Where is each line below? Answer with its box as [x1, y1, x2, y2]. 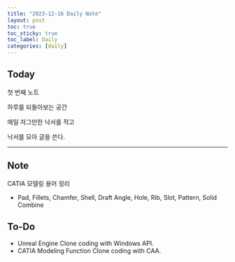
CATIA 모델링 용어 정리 [7, 179, 70, 187]
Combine [17, 201, 44, 209]
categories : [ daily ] [7, 43, 68, 50]
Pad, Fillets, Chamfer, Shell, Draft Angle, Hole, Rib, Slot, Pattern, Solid [17, 193, 218, 201]
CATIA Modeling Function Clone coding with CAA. [17, 247, 162, 255]
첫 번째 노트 [7, 88, 40, 96]
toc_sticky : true [7, 29, 58, 37]
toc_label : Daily [7, 36, 58, 43]
